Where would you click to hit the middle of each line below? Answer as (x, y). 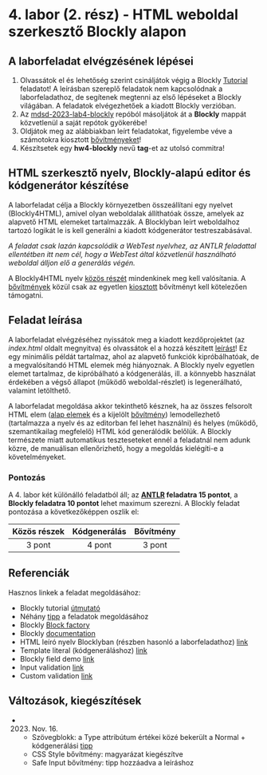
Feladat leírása (45, 320)
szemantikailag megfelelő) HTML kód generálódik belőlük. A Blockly (120, 431)
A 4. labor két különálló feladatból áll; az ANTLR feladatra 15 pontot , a (123, 494)
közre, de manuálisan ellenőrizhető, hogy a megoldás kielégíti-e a (116, 448)
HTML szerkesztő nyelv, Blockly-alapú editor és (130, 173)
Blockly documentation (57, 633)
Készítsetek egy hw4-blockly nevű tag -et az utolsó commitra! (122, 148)
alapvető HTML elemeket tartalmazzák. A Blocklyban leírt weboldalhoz (124, 222)
